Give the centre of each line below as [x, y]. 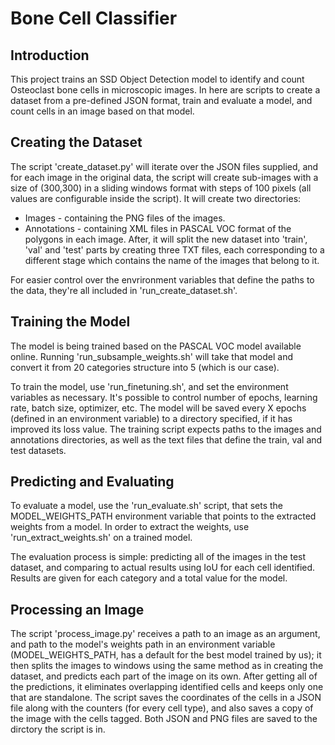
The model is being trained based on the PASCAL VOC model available [156, 346]
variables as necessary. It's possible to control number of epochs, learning [164, 397]
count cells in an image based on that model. [102, 111]
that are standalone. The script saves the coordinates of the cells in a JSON [166, 698]
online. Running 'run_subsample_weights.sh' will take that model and [152, 356]
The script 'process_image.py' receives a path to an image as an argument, [165, 634]
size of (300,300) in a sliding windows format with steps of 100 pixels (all [161, 188]
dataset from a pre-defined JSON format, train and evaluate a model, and [161, 100]
